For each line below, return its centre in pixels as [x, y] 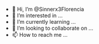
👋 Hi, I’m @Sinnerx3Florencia [48, 9]
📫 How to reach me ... [40, 35]
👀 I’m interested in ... [37, 15]
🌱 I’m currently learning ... [44, 22]
